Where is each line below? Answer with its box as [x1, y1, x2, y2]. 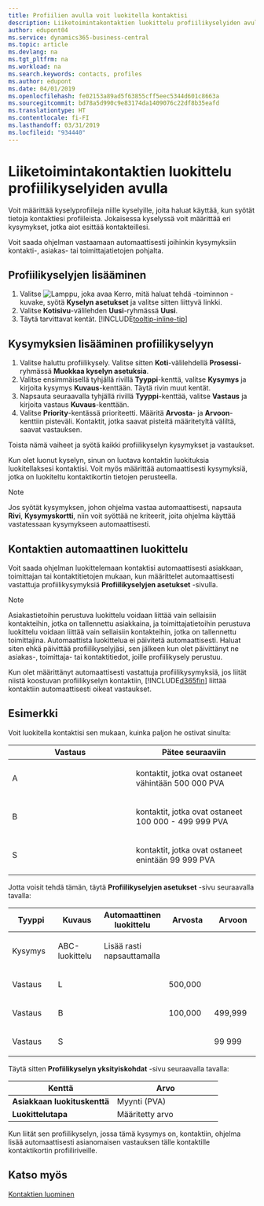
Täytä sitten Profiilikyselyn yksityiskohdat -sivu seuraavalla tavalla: [8, 1064, 229, 1073]
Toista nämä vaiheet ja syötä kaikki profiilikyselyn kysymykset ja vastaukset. [8, 440, 255, 449]
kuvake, [19, 298, 46, 307]
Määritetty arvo [116, 1108, 174, 1119]
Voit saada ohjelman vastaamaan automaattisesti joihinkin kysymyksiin [8, 237, 236, 246]
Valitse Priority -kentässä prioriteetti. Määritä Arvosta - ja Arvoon [19, 409, 230, 418]
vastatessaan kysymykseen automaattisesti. [8, 520, 151, 529]
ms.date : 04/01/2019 [8, 84, 76, 93]
